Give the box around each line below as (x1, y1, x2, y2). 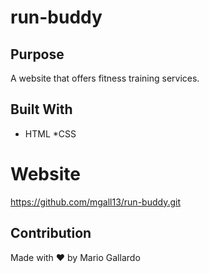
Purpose (10, 46, 65, 63)
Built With (10, 101, 73, 118)
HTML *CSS (24, 127, 77, 140)
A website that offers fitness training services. (10, 72, 200, 84)
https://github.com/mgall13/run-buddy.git (10, 196, 181, 208)
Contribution (10, 225, 92, 242)
